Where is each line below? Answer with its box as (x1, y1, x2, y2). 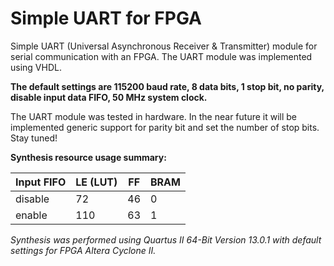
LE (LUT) (75, 175, 118, 189)
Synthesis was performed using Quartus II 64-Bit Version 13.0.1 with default (10, 233, 322, 246)
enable (15, 208, 48, 222)
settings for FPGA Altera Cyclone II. (10, 244, 157, 256)
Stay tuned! (10, 132, 58, 144)
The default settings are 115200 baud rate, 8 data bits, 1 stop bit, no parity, (10, 80, 325, 92)
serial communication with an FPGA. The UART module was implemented (10, 50, 313, 62)
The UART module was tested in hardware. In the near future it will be (10, 110, 298, 122)
